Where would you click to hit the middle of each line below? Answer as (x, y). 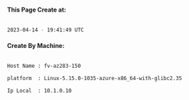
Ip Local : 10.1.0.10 (39, 91)
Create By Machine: (36, 45)
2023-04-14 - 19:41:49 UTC (46, 30)
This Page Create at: (37, 10)
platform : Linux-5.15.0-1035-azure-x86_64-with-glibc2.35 (95, 79)
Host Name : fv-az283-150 (44, 66)
